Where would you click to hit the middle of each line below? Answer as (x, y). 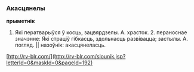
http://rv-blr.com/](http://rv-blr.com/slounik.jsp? (67, 57)
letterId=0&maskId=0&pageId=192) (50, 63)
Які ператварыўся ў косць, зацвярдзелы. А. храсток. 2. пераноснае (101, 32)
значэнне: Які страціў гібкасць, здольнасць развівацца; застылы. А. (101, 39)
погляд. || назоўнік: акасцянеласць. (60, 45)
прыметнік (21, 21)
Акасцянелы (26, 8)
